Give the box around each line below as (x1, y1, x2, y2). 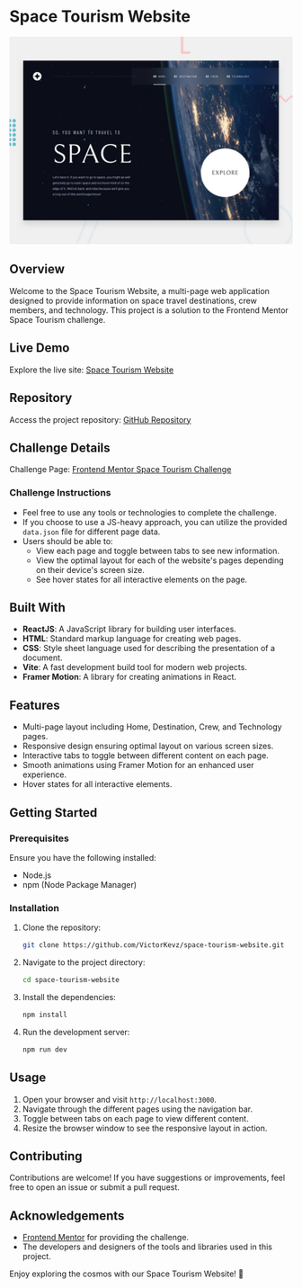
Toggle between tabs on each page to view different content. (22, 1113, 249, 1123)
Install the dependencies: (22, 991, 117, 1002)
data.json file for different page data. (22, 526, 161, 537)
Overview (9, 262, 66, 277)
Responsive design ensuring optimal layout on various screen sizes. (22, 740, 274, 752)
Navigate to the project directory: (22, 957, 146, 968)
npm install (22, 1010, 67, 1019)
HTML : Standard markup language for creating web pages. (22, 633, 242, 644)
